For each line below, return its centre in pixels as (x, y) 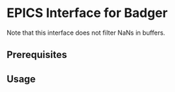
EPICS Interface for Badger (87, 13)
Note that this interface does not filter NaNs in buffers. (86, 33)
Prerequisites (37, 55)
